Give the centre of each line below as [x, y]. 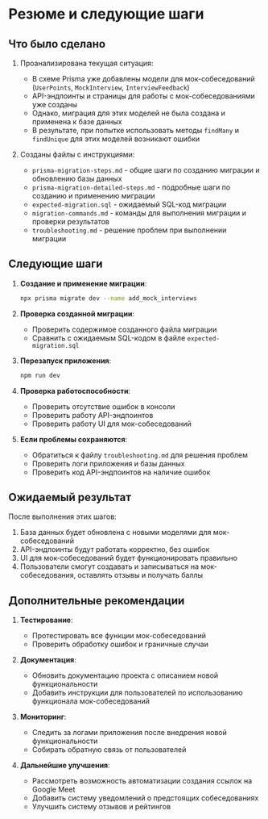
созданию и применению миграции [93, 196]
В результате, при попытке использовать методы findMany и [136, 130]
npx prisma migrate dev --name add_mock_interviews [108, 298]
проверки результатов [71, 221]
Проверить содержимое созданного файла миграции [124, 329]
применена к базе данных [77, 121]
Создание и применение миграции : [83, 283]
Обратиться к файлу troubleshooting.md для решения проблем [140, 455]
